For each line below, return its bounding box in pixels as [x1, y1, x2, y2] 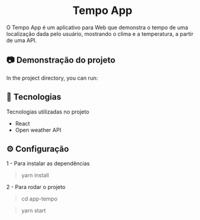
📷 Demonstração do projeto [6, 55, 116, 66]
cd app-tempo [21, 195, 58, 202]
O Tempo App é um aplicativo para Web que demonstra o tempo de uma [6, 24, 188, 31]
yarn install [21, 171, 49, 179]
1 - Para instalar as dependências [6, 160, 90, 167]
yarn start [21, 207, 46, 215]
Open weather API [15, 126, 62, 134]
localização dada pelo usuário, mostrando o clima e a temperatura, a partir [6, 30, 194, 37]
